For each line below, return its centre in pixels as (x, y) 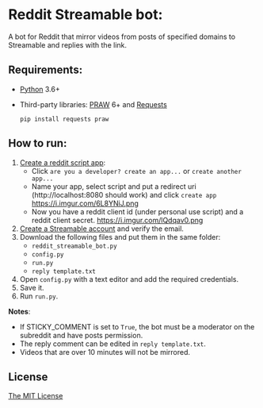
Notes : (19, 311)
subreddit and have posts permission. (81, 335)
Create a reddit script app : (63, 162)
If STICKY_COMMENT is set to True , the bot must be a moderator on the (137, 326)
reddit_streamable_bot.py (74, 246)
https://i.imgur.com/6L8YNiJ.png (85, 203)
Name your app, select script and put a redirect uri (114, 186)
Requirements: (46, 70)
